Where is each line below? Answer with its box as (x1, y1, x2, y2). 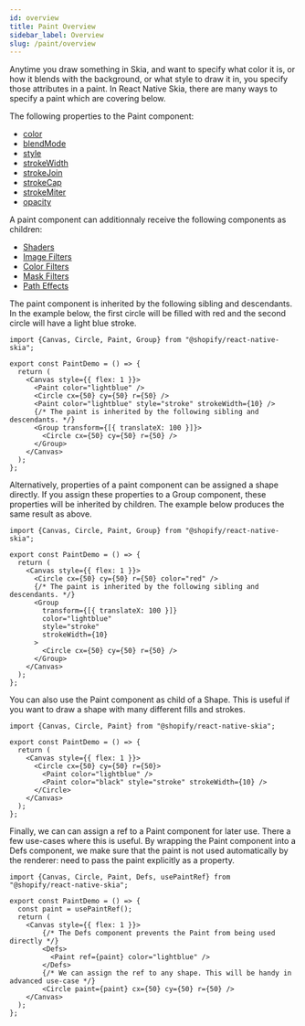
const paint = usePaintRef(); (17, 904, 132, 914)
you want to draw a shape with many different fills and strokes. (9, 704, 247, 715)
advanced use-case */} (9, 977, 96, 986)
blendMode (22, 138, 67, 149)
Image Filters (22, 251, 72, 262)
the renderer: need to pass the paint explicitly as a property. (9, 855, 235, 866)
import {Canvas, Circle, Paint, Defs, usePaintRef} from (9, 872, 231, 882)
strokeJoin (22, 167, 63, 178)
